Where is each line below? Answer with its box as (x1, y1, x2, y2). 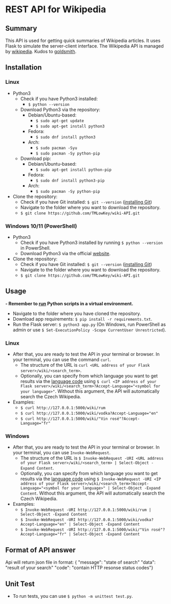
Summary (5, 24, 37, 33)
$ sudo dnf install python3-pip (35, 178, 105, 183)
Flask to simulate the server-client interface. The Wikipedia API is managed (5, 43, 164, 49)
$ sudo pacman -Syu (35, 145, 78, 150)
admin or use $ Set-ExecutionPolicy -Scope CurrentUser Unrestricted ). (12, 326, 166, 333)
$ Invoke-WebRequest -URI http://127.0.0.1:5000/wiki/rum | (20, 507, 152, 512)
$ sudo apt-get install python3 (35, 124, 105, 129)
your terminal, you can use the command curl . (12, 356, 111, 363)
